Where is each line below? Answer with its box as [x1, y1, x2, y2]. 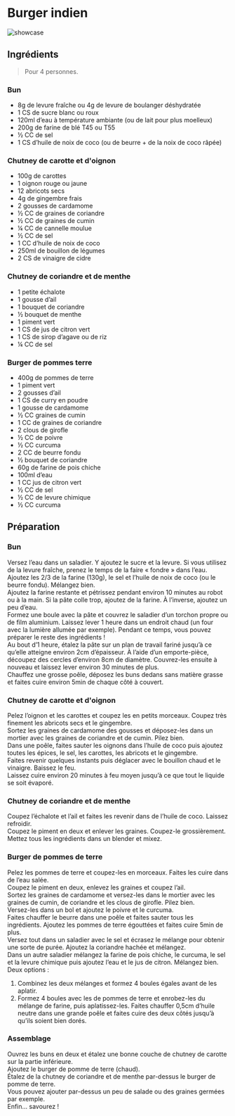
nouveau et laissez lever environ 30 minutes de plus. [7, 663, 159, 671]
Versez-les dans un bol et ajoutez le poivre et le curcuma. [7, 906, 174, 914]
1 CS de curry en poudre [17, 395, 88, 404]
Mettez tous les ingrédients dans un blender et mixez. [7, 835, 163, 843]
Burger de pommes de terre [7, 852, 103, 862]
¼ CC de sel [17, 340, 53, 348]
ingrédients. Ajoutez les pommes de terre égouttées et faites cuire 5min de [7, 920, 223, 929]
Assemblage [7, 1034, 51, 1044]
